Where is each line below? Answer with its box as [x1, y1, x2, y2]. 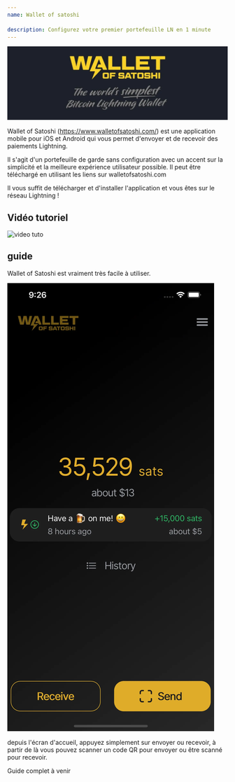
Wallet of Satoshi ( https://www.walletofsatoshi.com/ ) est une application [7, 127, 215, 136]
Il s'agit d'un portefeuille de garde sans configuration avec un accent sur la [7, 155, 224, 164]
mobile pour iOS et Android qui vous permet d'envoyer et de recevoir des [7, 134, 218, 143]
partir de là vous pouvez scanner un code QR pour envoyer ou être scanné [7, 746, 222, 754]
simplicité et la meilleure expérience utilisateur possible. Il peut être [7, 163, 201, 172]
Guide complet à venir [7, 767, 71, 775]
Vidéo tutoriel [7, 211, 69, 223]
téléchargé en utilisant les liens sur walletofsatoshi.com [7, 170, 166, 179]
